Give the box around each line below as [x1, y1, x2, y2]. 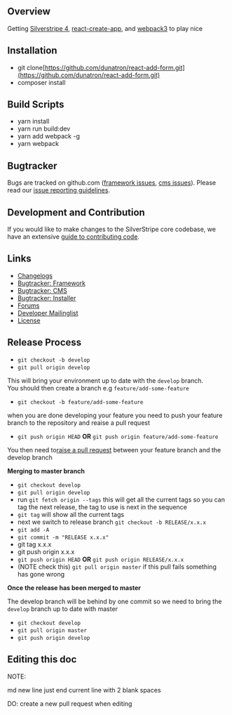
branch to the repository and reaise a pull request [7, 418, 151, 427]
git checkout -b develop [17, 356, 90, 364]
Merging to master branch [7, 466, 86, 475]
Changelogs [17, 271, 53, 280]
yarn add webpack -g [17, 132, 81, 140]
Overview [7, 6, 51, 18]
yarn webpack [17, 140, 60, 148]
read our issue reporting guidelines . [7, 186, 111, 195]
